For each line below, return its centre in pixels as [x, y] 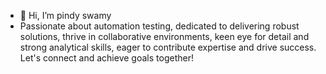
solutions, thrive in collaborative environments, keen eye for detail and [164, 36]
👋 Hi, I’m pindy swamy [65, 15]
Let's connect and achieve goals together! [106, 58]
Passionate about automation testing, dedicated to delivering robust [159, 26]
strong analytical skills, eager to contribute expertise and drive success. [168, 47]
